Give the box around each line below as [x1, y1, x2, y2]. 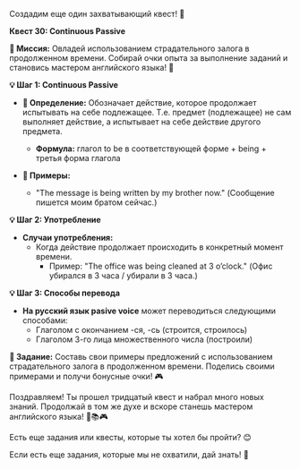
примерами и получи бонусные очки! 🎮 [9, 371, 164, 381]
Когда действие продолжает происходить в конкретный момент [35, 242, 284, 252]
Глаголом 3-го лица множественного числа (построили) [35, 334, 253, 345]
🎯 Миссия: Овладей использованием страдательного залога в [9, 43, 250, 54]
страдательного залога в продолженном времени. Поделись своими [9, 361, 275, 371]
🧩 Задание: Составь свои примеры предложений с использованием [9, 352, 273, 362]
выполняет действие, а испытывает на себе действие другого [21, 116, 261, 127]
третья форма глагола [35, 153, 121, 163]
